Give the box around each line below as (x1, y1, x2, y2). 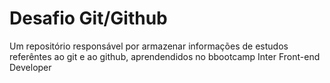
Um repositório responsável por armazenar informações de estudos (9, 40, 289, 52)
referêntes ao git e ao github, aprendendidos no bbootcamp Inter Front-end (9, 50, 321, 62)
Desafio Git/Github (9, 7, 168, 30)
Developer (9, 61, 52, 73)
